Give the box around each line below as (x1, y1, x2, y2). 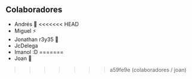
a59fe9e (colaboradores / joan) (109, 66, 187, 73)
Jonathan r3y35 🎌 (14, 36, 59, 43)
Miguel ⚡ (14, 27, 36, 34)
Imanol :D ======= (14, 48, 64, 55)
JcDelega (14, 42, 38, 49)
